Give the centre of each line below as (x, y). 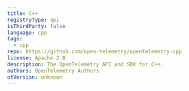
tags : (15, 39)
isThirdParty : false (37, 26)
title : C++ (23, 13)
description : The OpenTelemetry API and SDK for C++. (86, 64)
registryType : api (33, 20)
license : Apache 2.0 (37, 58)
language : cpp (27, 32)
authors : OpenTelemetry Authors (53, 70)
